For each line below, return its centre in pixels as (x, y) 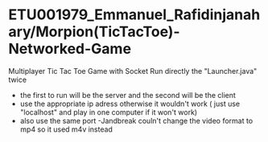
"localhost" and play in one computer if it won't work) (109, 112)
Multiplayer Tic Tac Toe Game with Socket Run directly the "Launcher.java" (133, 71)
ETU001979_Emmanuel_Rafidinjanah (134, 15)
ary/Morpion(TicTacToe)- (94, 32)
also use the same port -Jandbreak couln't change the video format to (136, 120)
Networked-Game (70, 49)
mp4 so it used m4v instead (66, 129)
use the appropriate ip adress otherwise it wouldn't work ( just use (130, 103)
